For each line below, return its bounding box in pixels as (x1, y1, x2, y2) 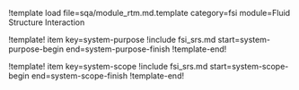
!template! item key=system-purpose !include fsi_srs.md (8, 35, 216, 45)
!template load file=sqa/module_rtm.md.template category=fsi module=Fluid (8, 8, 291, 18)
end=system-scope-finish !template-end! (31, 70, 185, 81)
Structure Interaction (8, 17, 85, 28)
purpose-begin (8, 44, 65, 54)
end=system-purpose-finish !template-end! (66, 44, 227, 54)
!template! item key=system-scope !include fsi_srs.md (8, 61, 208, 71)
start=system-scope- (209, 61, 289, 71)
